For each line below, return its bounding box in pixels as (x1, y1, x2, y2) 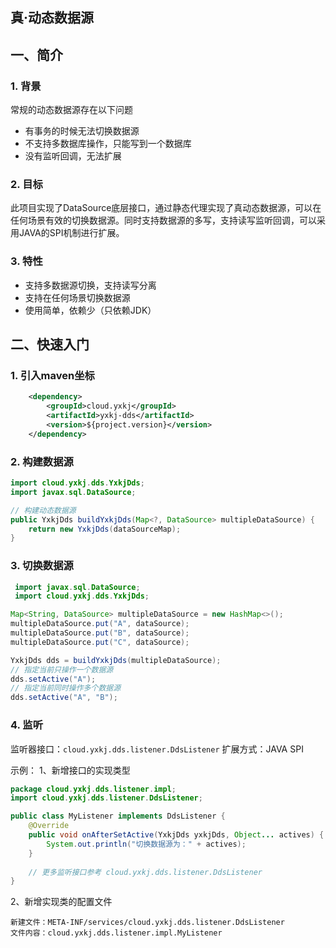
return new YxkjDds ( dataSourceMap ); (28, 524, 182, 534)
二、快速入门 (10, 336, 90, 353)
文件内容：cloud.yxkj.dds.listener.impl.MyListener (10, 928, 223, 938)
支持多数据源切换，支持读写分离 (24, 279, 157, 291)
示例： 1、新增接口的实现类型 (10, 764, 131, 776)
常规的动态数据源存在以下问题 (10, 104, 133, 116)
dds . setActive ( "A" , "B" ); (10, 693, 118, 703)
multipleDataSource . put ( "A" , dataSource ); (10, 619, 190, 629)
